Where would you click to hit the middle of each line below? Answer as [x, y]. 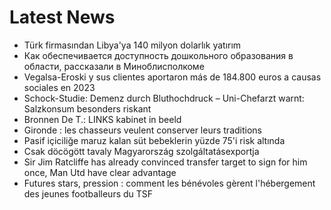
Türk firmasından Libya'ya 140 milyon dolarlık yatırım [132, 45]
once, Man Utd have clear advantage [100, 172]
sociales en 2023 [59, 87]
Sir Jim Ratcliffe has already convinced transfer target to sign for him [165, 162]
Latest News [62, 17]
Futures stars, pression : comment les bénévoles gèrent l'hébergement [169, 183]
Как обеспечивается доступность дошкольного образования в [158, 55]
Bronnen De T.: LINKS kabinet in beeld [102, 119]
